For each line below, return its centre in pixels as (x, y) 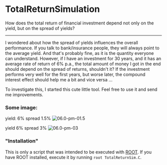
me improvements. (24, 94)
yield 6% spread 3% (26, 128)
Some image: (21, 107)
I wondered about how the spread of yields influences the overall (72, 42)
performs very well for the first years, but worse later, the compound (75, 74)
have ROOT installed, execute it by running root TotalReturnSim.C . (73, 157)
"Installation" (22, 141)
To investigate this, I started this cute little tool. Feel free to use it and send (81, 89)
